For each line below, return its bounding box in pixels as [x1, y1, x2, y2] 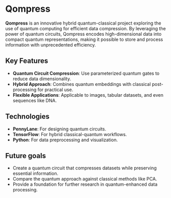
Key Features [5, 57, 48, 65]
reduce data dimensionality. [12, 75, 71, 82]
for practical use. [37, 86, 74, 93]
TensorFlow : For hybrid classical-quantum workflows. [12, 131, 127, 137]
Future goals [5, 151, 46, 160]
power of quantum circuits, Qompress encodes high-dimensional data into [5, 31, 162, 37]
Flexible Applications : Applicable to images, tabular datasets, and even [12, 92, 164, 98]
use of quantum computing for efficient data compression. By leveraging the [5, 25, 166, 31]
